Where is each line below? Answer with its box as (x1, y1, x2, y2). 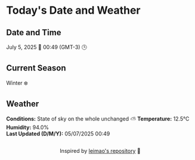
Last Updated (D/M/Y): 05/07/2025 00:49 (6, 130, 110, 137)
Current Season (6, 63, 66, 73)
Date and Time (6, 27, 61, 38)
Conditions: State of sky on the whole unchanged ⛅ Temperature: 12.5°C (6, 115, 190, 122)
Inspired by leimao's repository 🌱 (59, 147, 141, 155)
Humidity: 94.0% (6, 124, 49, 131)
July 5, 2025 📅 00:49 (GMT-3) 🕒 (6, 44, 88, 51)
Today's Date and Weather (6, 4, 141, 17)
